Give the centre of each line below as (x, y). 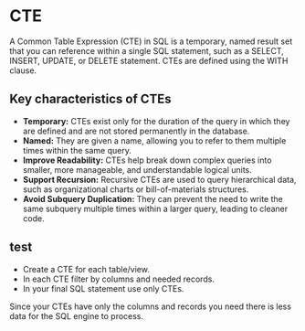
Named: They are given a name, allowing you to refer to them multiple (154, 140)
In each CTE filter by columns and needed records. (118, 279)
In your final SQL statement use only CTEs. (103, 288)
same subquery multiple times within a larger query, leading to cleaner (155, 208)
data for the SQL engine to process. (77, 315)
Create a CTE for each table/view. (86, 269)
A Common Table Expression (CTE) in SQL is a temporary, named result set (151, 41)
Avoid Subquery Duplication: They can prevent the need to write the (152, 198)
